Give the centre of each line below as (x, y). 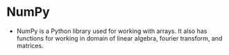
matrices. (30, 45)
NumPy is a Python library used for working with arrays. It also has (112, 31)
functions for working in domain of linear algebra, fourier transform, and (119, 38)
